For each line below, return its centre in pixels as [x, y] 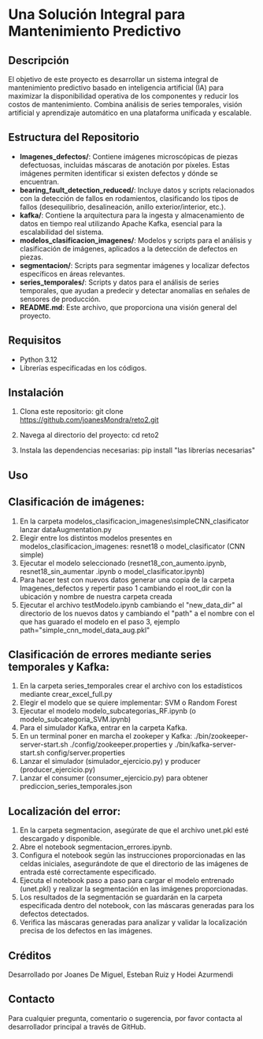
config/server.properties [86, 753]
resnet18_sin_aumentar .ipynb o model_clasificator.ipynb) [112, 571]
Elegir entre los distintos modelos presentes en [96, 538]
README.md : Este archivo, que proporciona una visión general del [128, 307]
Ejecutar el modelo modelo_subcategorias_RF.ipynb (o [108, 711]
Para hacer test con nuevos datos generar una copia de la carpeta [127, 579]
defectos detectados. [54, 914]
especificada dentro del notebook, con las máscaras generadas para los [137, 906]
